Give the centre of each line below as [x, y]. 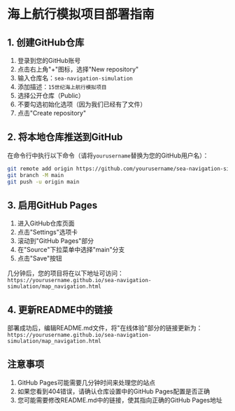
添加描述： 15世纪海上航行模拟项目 [62, 87]
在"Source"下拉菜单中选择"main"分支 [71, 250]
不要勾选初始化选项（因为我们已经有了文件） [82, 104]
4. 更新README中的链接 [60, 310]
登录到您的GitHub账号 [49, 61]
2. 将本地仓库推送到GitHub [65, 137]
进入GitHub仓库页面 [46, 223]
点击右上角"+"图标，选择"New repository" [78, 69]
